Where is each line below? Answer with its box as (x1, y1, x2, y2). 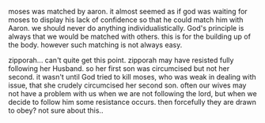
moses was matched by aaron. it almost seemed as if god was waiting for (8, 7, 248, 16)
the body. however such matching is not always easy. (8, 40, 183, 50)
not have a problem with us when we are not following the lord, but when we (8, 89, 257, 98)
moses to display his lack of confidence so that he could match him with (8, 15, 244, 24)
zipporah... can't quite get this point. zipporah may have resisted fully (8, 55, 234, 65)
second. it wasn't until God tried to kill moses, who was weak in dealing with (8, 73, 257, 81)
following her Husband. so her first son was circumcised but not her (8, 64, 230, 73)
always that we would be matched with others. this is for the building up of (8, 32, 252, 41)
